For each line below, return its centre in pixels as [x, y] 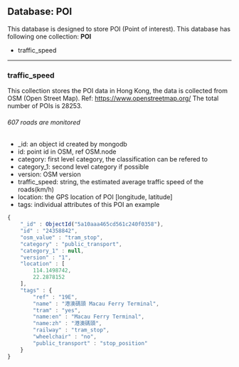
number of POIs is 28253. [45, 106]
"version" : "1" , [46, 257]
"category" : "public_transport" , [71, 244]
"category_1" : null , [52, 251]
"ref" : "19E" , [55, 297]
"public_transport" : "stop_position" [90, 343]
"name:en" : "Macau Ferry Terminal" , [89, 317]
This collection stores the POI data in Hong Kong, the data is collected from [118, 91]
